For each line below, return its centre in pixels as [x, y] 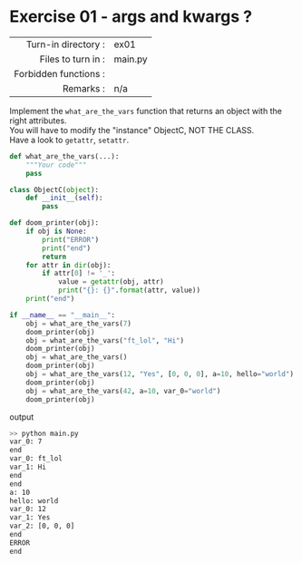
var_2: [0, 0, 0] [42, 526]
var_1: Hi [28, 467]
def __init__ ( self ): [64, 198]
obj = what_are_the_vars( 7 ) [78, 324]
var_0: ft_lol [36, 459]
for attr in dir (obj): [68, 265]
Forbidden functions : [60, 73]
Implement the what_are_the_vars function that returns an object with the [146, 111]
